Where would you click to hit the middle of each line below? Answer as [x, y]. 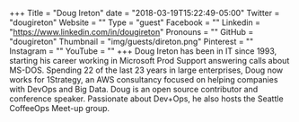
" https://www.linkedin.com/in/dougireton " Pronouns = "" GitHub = [132, 32]
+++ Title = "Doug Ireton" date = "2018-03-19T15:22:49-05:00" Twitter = [145, 13]
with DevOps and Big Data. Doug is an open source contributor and [134, 89]
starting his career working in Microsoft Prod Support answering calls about [149, 61]
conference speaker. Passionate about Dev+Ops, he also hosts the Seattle [147, 99]
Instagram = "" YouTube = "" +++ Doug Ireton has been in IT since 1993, [143, 51]
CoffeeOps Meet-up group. [60, 108]
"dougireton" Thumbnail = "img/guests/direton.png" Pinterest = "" [132, 41]
